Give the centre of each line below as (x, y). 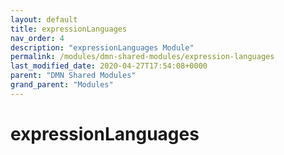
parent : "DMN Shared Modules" (73, 76)
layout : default (44, 19)
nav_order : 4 (37, 38)
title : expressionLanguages (69, 29)
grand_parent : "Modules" (62, 85)
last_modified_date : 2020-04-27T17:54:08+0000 (109, 66)
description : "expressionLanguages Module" (102, 47)
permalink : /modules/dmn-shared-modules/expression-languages (142, 57)
